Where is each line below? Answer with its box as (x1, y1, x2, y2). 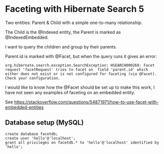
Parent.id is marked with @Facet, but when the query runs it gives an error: (5, 53, 157, 59)
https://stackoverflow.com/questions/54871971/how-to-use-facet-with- (14, 99, 159, 105)
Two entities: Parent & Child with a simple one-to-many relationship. (5, 20, 142, 26)
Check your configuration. (5, 76, 60, 80)
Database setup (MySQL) (5, 119, 84, 127)
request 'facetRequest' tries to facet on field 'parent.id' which (5, 67, 148, 72)
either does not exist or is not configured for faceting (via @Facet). (5, 71, 157, 77)
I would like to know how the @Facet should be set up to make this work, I (5, 84, 155, 90)
